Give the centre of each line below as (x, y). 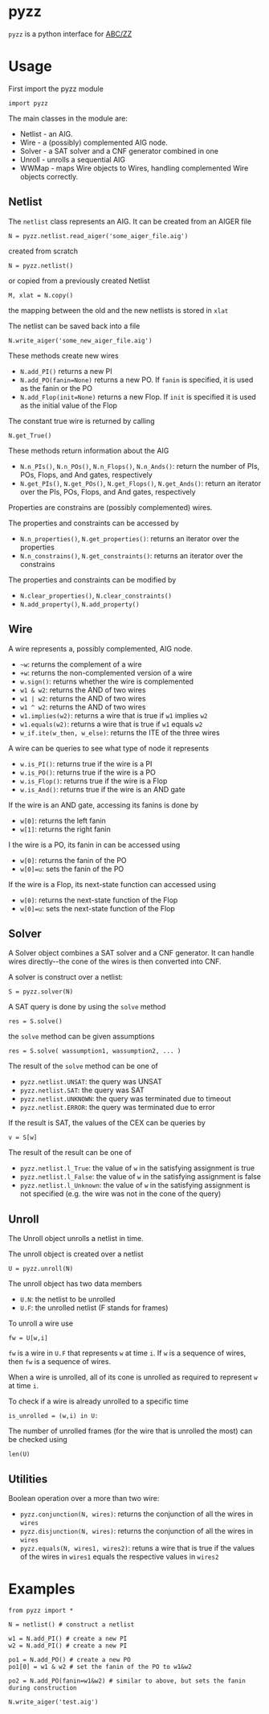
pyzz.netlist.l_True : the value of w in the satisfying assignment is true (137, 1168)
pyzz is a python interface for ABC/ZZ (70, 34)
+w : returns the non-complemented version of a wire (106, 672)
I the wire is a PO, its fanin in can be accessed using (94, 845)
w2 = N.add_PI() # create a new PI (68, 1646)
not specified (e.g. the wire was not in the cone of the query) (120, 1194)
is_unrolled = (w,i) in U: (53, 1416)
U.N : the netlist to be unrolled (67, 1299)
